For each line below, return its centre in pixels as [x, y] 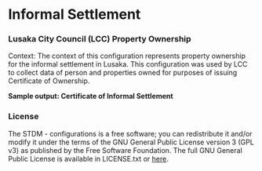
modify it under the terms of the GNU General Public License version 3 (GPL [131, 142]
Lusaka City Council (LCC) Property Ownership [100, 39]
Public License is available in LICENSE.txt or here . [88, 158]
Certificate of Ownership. [49, 81]
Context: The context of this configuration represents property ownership [127, 56]
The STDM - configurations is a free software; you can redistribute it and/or [130, 133]
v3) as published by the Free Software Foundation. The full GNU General [126, 150]
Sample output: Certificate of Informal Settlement [91, 96]
